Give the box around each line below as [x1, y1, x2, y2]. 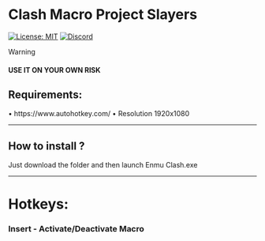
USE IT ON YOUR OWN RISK [8, 65, 101, 74]
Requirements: [8, 88, 83, 101]
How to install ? [8, 139, 85, 153]
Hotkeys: [8, 195, 69, 213]
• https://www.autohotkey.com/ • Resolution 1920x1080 [8, 109, 190, 119]
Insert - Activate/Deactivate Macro [8, 224, 144, 235]
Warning [8, 47, 35, 56]
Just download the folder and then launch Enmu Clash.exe [8, 160, 198, 170]
